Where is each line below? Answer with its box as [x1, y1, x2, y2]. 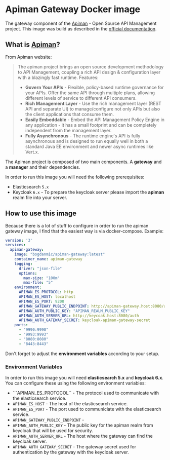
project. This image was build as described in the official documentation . [5, 25, 157, 31]
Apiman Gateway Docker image [5, 4, 141, 15]
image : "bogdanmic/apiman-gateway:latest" [14, 252, 105, 257]
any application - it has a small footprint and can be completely [25, 122, 157, 128]
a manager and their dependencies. [5, 164, 80, 170]
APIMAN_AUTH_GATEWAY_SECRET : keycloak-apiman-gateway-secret [18, 318, 151, 323]
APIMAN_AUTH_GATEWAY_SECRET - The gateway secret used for [12, 443, 137, 449]
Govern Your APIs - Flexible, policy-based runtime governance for [25, 84, 164, 90]
